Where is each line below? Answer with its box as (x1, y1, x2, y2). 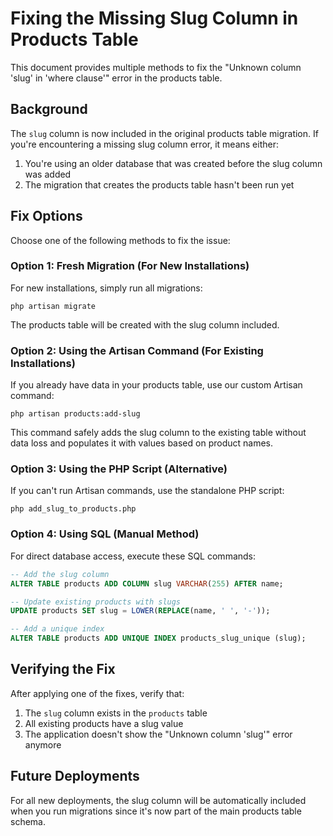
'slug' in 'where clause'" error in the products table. (10, 72, 223, 84)
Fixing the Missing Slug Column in (10, 7, 299, 30)
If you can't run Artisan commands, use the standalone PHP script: (10, 485, 285, 497)
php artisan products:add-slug (10, 409, 141, 419)
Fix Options (10, 208, 83, 225)
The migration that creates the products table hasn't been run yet (24, 178, 295, 191)
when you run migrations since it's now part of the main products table (10, 805, 302, 817)
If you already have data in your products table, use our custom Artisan (10, 379, 303, 391)
